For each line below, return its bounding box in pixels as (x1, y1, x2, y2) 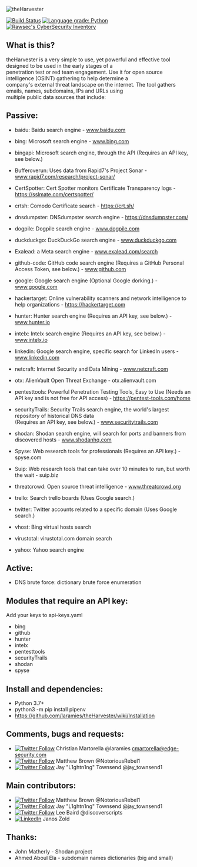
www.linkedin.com (14, 354, 60, 361)
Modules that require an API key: (6, 596, 128, 606)
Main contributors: (6, 781, 76, 791)
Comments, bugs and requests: (6, 729, 125, 739)
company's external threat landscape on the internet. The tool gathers (6, 81, 176, 88)
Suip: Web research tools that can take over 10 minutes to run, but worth (14, 465, 190, 472)
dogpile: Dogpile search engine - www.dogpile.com (14, 225, 140, 232)
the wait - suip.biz (14, 472, 59, 479)
